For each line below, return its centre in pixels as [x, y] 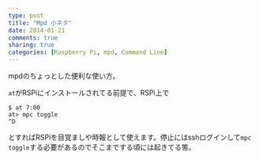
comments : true [33, 38]
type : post [26, 15]
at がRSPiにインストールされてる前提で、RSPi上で [89, 93]
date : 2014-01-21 [37, 30]
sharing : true [32, 45]
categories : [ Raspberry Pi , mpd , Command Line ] [88, 52]
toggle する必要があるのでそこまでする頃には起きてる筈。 [102, 147]
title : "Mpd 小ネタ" [40, 23]
